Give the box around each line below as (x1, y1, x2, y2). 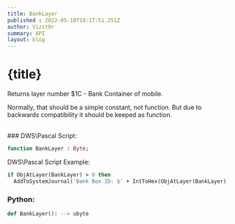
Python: (7, 194, 35, 204)
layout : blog (7, 36, 45, 43)
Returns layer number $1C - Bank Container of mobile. (7, 90, 163, 98)
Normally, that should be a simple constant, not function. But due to (7, 103, 202, 112)
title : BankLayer (7, 10, 58, 17)
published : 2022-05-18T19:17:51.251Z (7, 17, 120, 24)
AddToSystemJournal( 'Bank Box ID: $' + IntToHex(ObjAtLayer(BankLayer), (13, 178, 230, 185)
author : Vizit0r (7, 23, 55, 30)
